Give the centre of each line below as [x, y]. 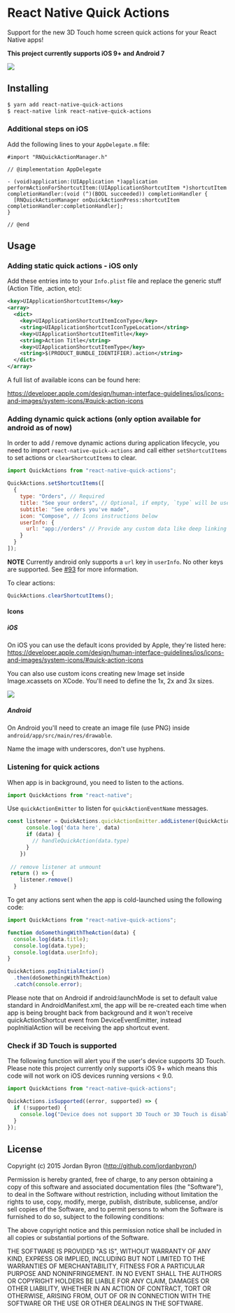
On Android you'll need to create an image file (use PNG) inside [99, 728]
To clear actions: [31, 583]
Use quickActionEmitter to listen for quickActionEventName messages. [108, 808]
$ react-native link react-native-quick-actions [79, 111]
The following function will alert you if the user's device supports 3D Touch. [116, 1061]
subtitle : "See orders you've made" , [75, 509]
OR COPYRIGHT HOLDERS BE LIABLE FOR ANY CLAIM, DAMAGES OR [108, 1281]
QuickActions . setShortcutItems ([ [56, 484]
